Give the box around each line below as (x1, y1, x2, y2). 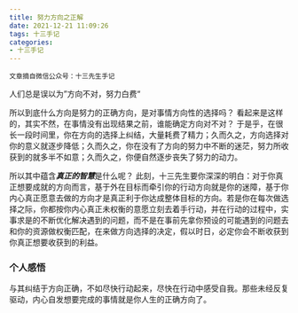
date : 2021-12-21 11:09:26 (9, 21, 109, 30)
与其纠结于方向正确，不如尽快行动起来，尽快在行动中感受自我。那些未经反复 (9, 283, 289, 293)
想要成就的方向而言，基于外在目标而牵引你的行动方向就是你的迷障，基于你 (16, 182, 289, 192)
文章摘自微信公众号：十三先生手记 (9, 72, 115, 81)
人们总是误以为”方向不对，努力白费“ (9, 89, 141, 99)
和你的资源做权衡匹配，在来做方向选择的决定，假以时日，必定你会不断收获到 (9, 226, 289, 237)
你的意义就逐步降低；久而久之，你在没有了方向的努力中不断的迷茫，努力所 (9, 141, 281, 152)
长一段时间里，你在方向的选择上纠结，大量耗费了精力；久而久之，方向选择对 (9, 129, 289, 140)
